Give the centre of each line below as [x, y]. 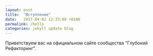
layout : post [19, 10]
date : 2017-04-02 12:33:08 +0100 [43, 19]
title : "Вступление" [28, 15]
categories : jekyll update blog [39, 29]
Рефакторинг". [21, 48]
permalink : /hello [25, 24]
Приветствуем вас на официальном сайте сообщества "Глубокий [76, 43]
